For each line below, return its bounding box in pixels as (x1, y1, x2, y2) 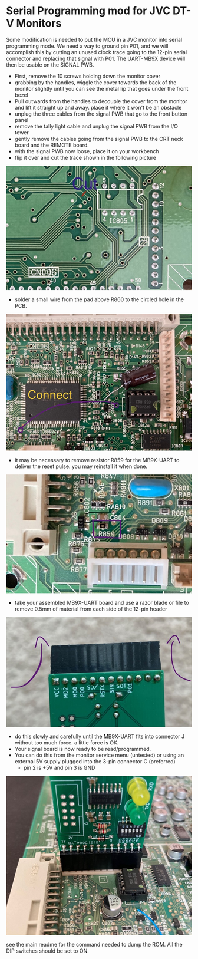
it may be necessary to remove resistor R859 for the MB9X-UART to (14, 457, 180, 464)
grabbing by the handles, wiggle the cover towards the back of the (14, 78, 177, 86)
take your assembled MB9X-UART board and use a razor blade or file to (14, 599, 190, 607)
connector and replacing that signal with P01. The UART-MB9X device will (6, 55, 186, 62)
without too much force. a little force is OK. (14, 739, 119, 746)
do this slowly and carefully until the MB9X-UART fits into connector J (14, 733, 184, 740)
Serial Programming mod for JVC (6, 4, 171, 18)
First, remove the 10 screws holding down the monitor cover (14, 72, 161, 80)
